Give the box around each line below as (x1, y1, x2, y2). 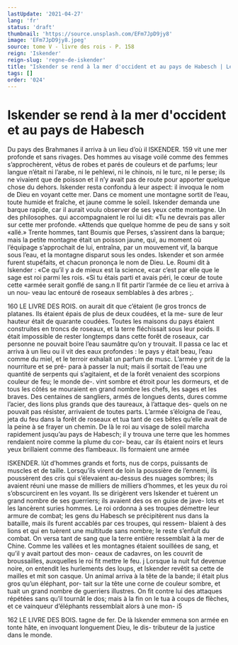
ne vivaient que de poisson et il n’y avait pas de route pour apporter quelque (7, 175, 230, 184)
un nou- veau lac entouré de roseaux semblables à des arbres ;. (7, 288, 194, 297)
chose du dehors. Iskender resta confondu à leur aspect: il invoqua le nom (7, 183, 225, 191)
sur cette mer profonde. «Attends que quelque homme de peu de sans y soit (7, 220, 230, 229)
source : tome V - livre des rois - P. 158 (7, 43, 135, 50)
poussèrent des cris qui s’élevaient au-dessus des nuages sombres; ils (7, 474, 214, 483)
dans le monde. (7, 631, 53, 639)
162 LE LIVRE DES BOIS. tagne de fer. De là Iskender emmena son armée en (7, 616, 229, 624)
